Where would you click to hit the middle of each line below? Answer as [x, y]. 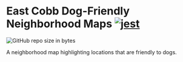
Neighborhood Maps [59, 24]
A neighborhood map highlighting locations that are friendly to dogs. [91, 52]
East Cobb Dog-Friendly [68, 11]
